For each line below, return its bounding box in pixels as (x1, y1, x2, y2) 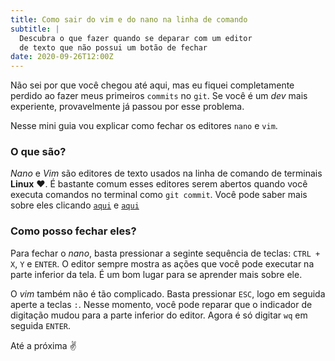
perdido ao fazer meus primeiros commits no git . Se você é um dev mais (10, 90, 308, 102)
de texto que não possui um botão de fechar (19, 42, 208, 53)
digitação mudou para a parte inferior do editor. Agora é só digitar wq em (10, 309, 308, 321)
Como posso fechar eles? (10, 224, 137, 238)
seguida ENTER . (10, 319, 72, 331)
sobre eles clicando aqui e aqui (10, 199, 140, 211)
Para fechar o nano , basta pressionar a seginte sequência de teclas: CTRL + (10, 247, 321, 259)
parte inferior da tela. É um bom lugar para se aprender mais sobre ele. (10, 268, 303, 280)
